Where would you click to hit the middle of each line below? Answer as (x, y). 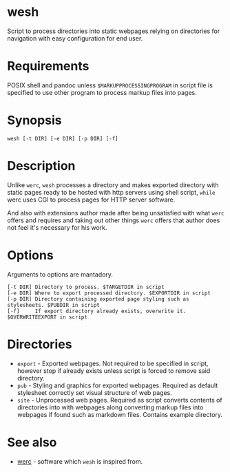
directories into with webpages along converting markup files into (110, 407)
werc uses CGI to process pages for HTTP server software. (91, 200)
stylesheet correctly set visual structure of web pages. (94, 392)
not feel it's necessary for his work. (57, 227)
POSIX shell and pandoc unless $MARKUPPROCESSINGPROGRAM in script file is (110, 85)
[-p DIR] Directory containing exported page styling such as (98, 299)
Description (41, 166)
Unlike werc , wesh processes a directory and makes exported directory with (113, 185)
